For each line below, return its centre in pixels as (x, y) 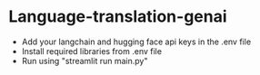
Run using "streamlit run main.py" (85, 61)
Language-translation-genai (118, 17)
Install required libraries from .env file (92, 51)
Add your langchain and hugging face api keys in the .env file (136, 42)
